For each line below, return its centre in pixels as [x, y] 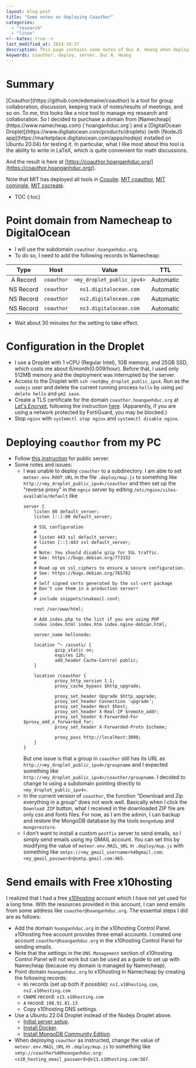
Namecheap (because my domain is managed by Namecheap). [90, 965]
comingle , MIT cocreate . [36, 185]
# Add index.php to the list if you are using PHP [97, 620]
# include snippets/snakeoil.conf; [77, 599]
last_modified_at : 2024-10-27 [43, 45]
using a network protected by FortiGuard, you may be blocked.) [91, 412]
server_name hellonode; [63, 635]
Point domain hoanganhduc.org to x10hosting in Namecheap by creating [100, 972]
